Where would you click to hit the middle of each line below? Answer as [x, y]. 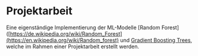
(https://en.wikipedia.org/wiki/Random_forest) [63, 40]
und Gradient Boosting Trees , [156, 40]
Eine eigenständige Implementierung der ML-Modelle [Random [83, 27]
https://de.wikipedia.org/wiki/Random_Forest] [66, 33]
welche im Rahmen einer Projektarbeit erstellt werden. [73, 46]
